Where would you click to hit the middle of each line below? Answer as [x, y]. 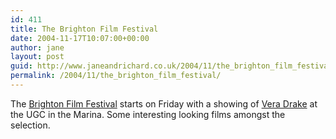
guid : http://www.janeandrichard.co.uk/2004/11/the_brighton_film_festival [171, 66]
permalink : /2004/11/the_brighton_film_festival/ [116, 76]
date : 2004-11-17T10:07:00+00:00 [80, 38]
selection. [30, 125]
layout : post [37, 57]
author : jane [37, 47]
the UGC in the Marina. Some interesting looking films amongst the [148, 114]
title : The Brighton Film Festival [84, 29]
